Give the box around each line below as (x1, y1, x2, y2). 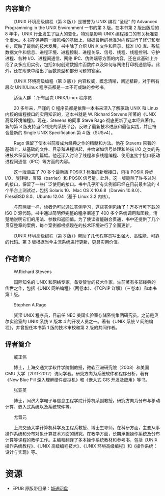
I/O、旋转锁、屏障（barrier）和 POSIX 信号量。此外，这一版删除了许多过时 (5, 175, 156, 181)
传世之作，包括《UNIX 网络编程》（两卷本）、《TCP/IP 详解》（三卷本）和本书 (5, 285, 157, 291)
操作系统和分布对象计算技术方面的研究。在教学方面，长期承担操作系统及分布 (5, 431, 160, 437)
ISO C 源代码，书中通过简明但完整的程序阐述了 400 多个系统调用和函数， (5, 210, 154, 216)
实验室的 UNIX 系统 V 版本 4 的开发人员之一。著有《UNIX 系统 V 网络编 (9, 318, 154, 324)
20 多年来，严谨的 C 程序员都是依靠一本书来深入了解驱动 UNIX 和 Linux (13, 105, 159, 111)
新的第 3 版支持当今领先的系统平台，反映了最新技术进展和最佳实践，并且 (5, 123, 152, 129)
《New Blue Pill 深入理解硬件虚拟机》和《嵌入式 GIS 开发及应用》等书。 (5, 377, 150, 383)
